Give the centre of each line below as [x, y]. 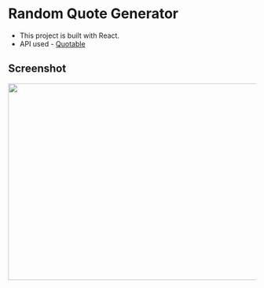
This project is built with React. [70, 35]
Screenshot [37, 69]
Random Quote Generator [93, 14]
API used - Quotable [52, 43]
